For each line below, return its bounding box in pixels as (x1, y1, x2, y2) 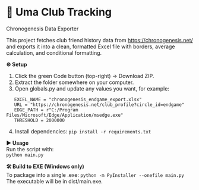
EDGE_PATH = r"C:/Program (14, 107, 78, 113)
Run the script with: (6, 145, 54, 152)
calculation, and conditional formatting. (6, 49, 102, 56)
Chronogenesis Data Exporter (6, 25, 79, 32)
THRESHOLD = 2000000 (14, 117, 65, 123)
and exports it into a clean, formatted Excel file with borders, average (6, 43, 175, 50)
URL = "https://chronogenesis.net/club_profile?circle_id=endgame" (14, 101, 185, 108)
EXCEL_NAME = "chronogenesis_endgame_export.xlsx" (14, 96, 143, 102)
